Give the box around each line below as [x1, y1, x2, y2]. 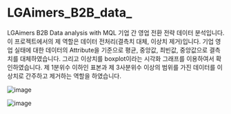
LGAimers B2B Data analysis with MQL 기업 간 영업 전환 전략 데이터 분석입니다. [7, 28, 225, 37]
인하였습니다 [7, 63, 41, 71]
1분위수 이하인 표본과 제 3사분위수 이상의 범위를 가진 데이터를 [51, 63, 216, 71]
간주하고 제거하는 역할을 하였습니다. [25, 71, 122, 80]
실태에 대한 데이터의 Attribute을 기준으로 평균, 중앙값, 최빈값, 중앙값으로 [14, 46, 208, 54]
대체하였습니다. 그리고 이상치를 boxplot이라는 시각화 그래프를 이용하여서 [19, 54, 215, 63]
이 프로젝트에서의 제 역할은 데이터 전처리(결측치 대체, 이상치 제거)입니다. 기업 [7, 37, 214, 46]
